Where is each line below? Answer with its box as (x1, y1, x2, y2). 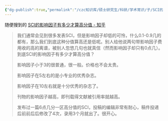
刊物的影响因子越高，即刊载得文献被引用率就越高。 (17, 93, 123, 99)
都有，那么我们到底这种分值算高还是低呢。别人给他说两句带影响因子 (17, 38, 158, 44)
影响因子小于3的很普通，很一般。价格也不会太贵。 (17, 61, 121, 67)
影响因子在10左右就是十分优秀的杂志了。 (17, 83, 101, 89)
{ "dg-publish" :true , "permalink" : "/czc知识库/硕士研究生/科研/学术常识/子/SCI (5, 7, 160, 12)
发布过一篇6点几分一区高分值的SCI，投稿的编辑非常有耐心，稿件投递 (17, 104, 159, 110)
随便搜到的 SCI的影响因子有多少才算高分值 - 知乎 (5, 21, 106, 27)
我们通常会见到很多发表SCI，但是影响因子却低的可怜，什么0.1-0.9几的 (17, 32, 161, 38)
